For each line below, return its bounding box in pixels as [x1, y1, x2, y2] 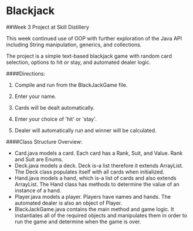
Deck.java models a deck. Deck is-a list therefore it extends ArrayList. [14, 162, 184, 169]
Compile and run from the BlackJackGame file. [14, 81, 128, 89]
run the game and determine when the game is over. [14, 218, 141, 225]
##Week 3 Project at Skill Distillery [6, 23, 90, 30]
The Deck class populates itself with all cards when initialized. [14, 168, 165, 175]
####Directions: [6, 70, 46, 77]
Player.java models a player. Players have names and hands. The [14, 193, 171, 200]
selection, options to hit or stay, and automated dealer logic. [6, 59, 151, 66]
